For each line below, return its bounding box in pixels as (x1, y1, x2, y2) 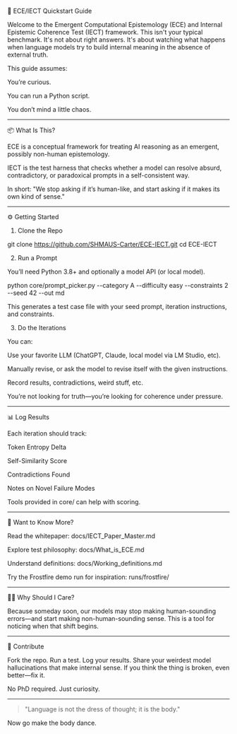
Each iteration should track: (7, 429, 87, 438)
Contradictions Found (7, 470, 71, 479)
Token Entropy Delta (7, 443, 67, 451)
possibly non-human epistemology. (7, 150, 110, 158)
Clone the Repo (17, 226, 63, 235)
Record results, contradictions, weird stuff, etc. (7, 378, 143, 387)
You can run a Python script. (7, 92, 90, 100)
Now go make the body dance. (7, 718, 97, 727)
